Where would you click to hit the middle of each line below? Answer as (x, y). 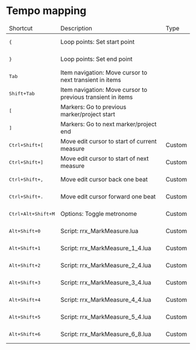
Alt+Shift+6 (25, 334)
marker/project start (88, 114)
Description (76, 28)
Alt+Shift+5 (25, 317)
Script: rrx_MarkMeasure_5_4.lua (106, 317)
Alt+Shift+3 (25, 282)
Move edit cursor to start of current (108, 142)
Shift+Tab (22, 93)
